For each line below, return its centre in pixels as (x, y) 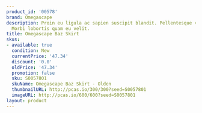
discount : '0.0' (32, 62)
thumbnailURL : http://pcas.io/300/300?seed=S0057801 (79, 90)
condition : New (31, 51)
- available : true (29, 45)
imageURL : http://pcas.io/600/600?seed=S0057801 (74, 95)
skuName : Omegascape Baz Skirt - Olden (62, 84)
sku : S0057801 (29, 78)
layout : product (26, 100)
